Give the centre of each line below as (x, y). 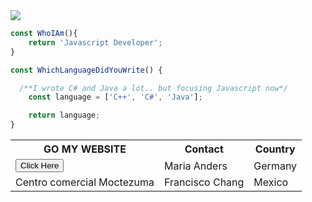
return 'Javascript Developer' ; (95, 42)
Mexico (271, 182)
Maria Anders (196, 166)
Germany (275, 166)
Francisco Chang (204, 182)
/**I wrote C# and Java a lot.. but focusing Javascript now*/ (153, 88)
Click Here (40, 165)
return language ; (64, 115)
